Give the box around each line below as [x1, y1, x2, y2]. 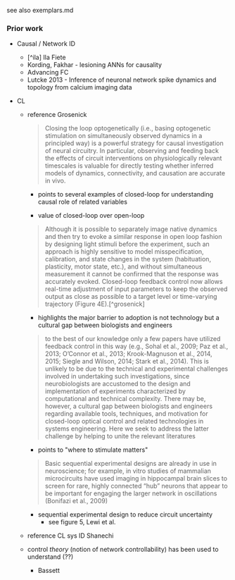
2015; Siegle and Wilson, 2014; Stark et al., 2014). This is [44, 357, 209, 366]
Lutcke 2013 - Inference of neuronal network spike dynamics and [27, 75, 217, 84]
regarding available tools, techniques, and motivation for [44, 409, 208, 418]
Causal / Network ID [16, 39, 75, 48]
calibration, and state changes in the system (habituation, [44, 255, 212, 264]
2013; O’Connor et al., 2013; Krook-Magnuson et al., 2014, [44, 350, 212, 358]
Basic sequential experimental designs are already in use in [44, 459, 217, 468]
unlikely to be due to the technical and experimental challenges [44, 364, 229, 373]
